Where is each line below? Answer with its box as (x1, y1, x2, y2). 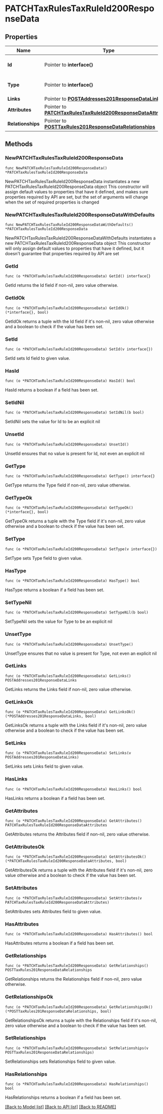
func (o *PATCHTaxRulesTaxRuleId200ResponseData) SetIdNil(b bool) (5, 410, 145, 415)
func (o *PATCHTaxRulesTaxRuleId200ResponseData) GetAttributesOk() (5, 854, 147, 859)
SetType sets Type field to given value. (5, 555, 82, 561)
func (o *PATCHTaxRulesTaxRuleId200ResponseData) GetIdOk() (5, 305, 130, 311)
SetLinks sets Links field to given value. (5, 763, 84, 769)
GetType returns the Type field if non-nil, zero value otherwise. (5, 483, 131, 488)
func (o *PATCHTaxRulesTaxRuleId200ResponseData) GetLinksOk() (5, 709, 136, 715)
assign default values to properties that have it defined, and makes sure (5, 188, 148, 195)
